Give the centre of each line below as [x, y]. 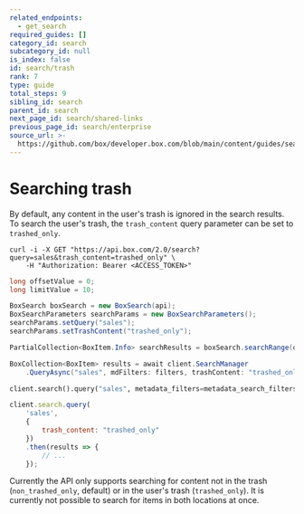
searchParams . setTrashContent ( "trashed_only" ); [101, 331]
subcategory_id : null [50, 52]
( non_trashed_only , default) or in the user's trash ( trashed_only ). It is [137, 490]
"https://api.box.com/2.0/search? [135, 250]
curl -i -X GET [38, 250]
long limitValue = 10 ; [52, 290]
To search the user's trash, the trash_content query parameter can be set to [152, 224]
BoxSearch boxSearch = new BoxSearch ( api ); [93, 306]
